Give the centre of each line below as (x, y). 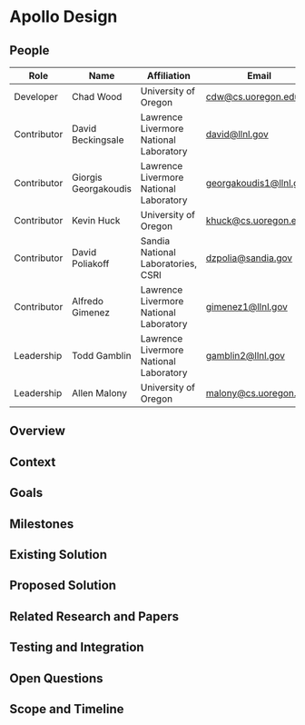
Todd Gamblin (101, 356)
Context (33, 462)
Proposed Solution (63, 586)
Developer (36, 97)
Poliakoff (90, 263)
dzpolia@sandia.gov (249, 258)
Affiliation (168, 76)
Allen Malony (99, 393)
